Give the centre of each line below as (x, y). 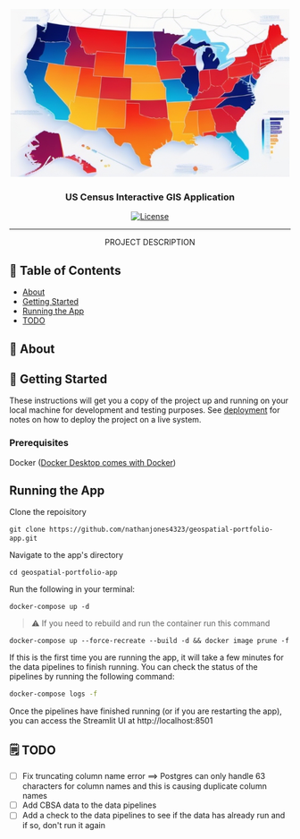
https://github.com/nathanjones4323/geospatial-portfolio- (161, 530)
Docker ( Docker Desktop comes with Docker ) (93, 462)
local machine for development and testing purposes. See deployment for (145, 410)
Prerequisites (39, 443)
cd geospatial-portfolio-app (63, 573)
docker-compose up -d (50, 607)
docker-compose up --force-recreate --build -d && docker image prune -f (150, 641)
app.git (24, 539)
